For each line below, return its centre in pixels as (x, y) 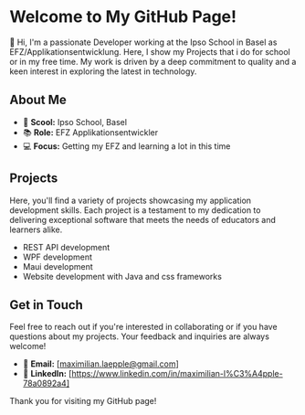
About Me (38, 100)
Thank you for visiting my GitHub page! (83, 401)
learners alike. (36, 229)
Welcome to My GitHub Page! (123, 17)
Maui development (58, 266)
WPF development (58, 257)
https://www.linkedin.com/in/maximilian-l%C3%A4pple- (177, 374)
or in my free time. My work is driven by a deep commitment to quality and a (153, 61)
